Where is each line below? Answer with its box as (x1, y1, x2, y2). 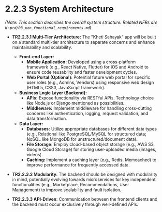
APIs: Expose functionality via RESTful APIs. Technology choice (26, 95, 154, 100)
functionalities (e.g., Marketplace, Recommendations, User (12, 181, 130, 187)
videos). (26, 151, 43, 157)
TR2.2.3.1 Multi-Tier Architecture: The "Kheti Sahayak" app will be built (12, 34, 156, 40)
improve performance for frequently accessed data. (26, 162, 130, 168)
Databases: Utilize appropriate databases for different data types (26, 126, 157, 131)
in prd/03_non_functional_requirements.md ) (5, 24, 92, 30)
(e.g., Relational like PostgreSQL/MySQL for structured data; (26, 131, 147, 137)
